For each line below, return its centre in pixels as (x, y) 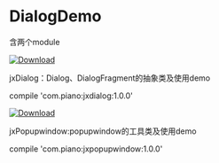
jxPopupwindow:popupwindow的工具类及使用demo (103, 131)
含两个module (35, 42)
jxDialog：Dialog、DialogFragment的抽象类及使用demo (110, 78)
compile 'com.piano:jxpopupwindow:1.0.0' (86, 149)
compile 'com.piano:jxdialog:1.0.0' (71, 96)
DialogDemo (55, 16)
